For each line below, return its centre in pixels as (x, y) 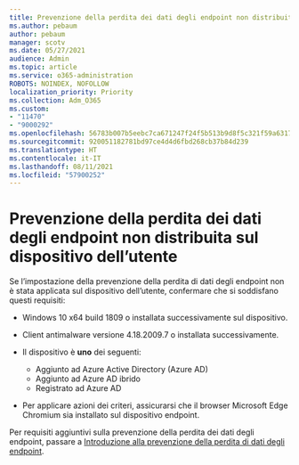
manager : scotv (37, 42)
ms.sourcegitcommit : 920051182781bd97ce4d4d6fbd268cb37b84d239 (129, 142)
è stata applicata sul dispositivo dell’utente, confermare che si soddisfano (144, 291)
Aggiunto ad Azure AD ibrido (88, 379)
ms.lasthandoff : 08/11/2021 (61, 167)
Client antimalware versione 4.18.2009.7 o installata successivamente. (150, 335)
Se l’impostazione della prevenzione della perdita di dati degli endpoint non (147, 281)
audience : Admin (39, 59)
